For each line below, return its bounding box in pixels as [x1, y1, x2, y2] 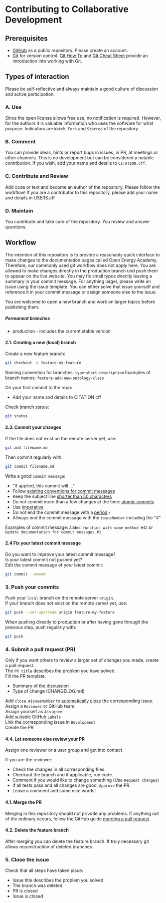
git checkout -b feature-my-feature [5, 360, 81, 365]
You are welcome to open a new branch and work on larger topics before [5, 298, 156, 305]
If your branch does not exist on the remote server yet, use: [5, 600, 128, 607]
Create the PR [5, 725, 34, 731]
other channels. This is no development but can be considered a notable [5, 155, 154, 161]
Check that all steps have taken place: [5, 867, 83, 873]
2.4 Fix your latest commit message [5, 540, 81, 546]
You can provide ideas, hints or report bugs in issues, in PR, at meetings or [5, 149, 159, 156]
